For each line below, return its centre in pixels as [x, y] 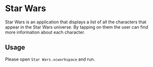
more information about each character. [45, 32]
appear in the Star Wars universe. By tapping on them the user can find [76, 27]
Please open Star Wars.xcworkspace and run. [50, 59]
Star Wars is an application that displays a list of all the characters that [76, 22]
